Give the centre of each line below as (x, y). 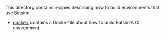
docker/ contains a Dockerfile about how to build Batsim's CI (76, 23)
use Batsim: (18, 13)
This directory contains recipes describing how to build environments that (82, 7)
